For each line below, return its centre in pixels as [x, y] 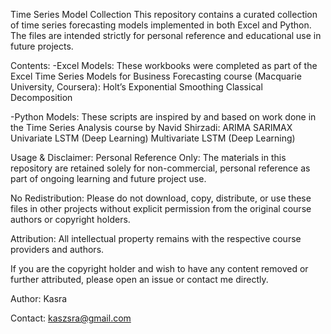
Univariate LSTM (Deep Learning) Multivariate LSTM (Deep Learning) [153, 138]
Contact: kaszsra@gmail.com [71, 318]
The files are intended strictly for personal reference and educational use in [166, 35]
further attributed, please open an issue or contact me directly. [139, 279]
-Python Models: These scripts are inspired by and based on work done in [163, 117]
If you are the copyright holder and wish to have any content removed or [159, 268]
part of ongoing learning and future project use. [108, 178]
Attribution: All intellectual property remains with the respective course [156, 238]
